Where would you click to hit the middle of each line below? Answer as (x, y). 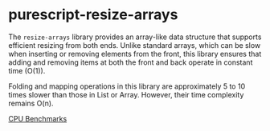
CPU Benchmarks (38, 118)
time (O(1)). (27, 70)
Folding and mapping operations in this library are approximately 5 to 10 (127, 86)
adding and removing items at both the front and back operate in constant (131, 62)
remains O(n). (31, 103)
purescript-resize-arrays (93, 15)
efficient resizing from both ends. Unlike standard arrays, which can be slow (135, 45)
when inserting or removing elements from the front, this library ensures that (135, 54)
